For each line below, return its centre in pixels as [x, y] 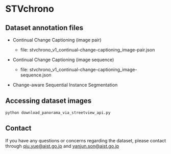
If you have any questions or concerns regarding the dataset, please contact [86, 140]
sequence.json [36, 75]
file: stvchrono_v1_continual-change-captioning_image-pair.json [88, 50]
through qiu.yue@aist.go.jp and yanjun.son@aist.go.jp [62, 146]
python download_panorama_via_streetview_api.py [58, 113]
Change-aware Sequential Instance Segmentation [65, 85]
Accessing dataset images [48, 101]
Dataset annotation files [44, 28]
